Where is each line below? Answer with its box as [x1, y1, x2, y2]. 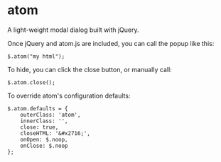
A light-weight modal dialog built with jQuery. [7, 25, 139, 34]
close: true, [20, 123, 59, 131]
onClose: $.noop [20, 142, 69, 149]
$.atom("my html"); [7, 52, 65, 60]
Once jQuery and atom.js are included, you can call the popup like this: [7, 39, 215, 47]
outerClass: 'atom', [20, 111, 81, 118]
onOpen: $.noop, [20, 136, 69, 143]
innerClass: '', [20, 117, 69, 125]
